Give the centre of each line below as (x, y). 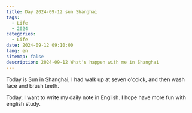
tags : (13, 17)
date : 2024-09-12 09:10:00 (40, 46)
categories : (21, 34)
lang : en (17, 51)
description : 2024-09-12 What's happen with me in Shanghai (83, 62)
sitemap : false (25, 56)
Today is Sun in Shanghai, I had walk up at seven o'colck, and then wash (96, 79)
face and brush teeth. (33, 85)
